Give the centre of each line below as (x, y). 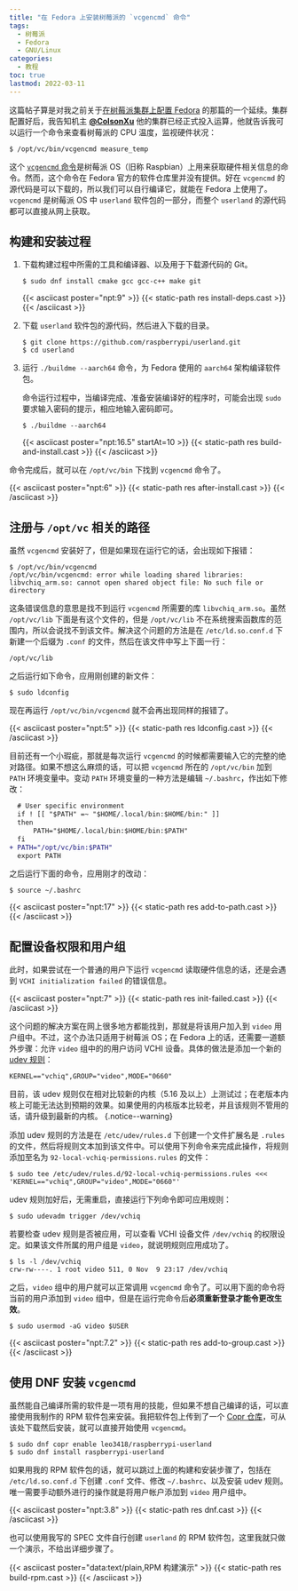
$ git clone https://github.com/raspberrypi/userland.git (131, 343)
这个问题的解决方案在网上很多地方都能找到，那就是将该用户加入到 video (141, 1026)
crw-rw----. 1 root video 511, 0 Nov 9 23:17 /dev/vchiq (118, 1270)
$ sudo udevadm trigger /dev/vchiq (75, 1217)
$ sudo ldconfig (39, 693)
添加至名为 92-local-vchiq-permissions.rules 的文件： (110, 1157)
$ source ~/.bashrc (45, 891)
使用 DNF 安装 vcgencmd (73, 1382)
